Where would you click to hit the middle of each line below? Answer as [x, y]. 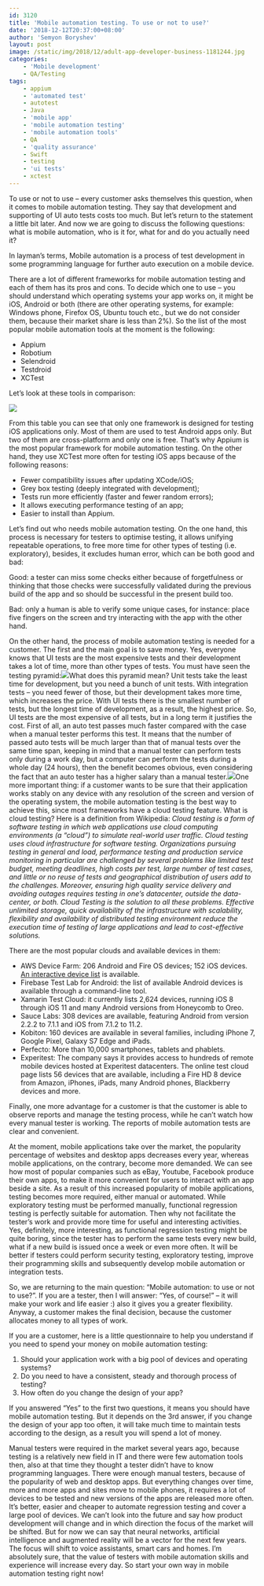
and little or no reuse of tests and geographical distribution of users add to [130, 876]
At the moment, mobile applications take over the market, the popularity [125, 1146]
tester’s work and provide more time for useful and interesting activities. [125, 1221]
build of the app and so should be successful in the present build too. [121, 593]
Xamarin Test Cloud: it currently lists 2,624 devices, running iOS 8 [127, 999]
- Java [34, 111]
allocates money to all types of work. [69, 1320]
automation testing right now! [57, 1573]
